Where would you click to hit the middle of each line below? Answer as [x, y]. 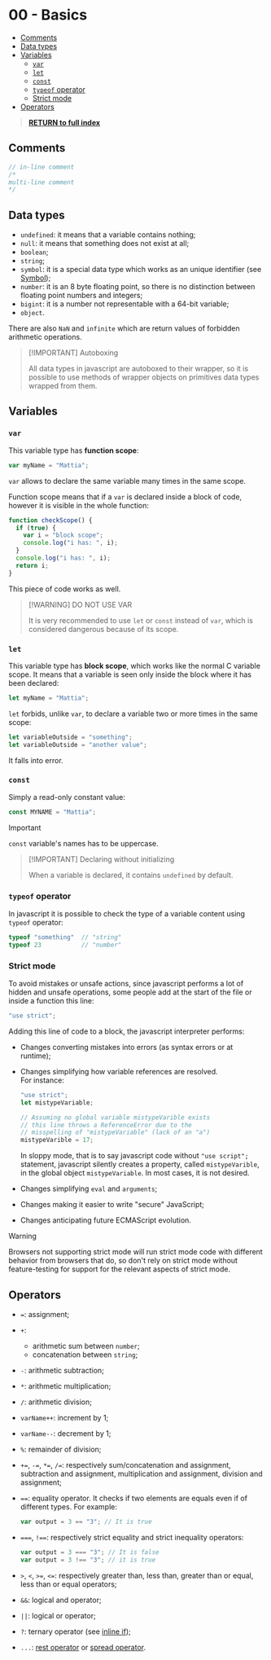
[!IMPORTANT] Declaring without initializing [101, 859]
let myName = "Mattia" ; [49, 698]
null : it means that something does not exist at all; [105, 244]
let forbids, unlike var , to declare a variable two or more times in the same [133, 714]
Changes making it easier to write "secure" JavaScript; [112, 1205]
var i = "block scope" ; [63, 535]
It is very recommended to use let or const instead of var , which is [141, 620]
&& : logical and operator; [61, 1600]
